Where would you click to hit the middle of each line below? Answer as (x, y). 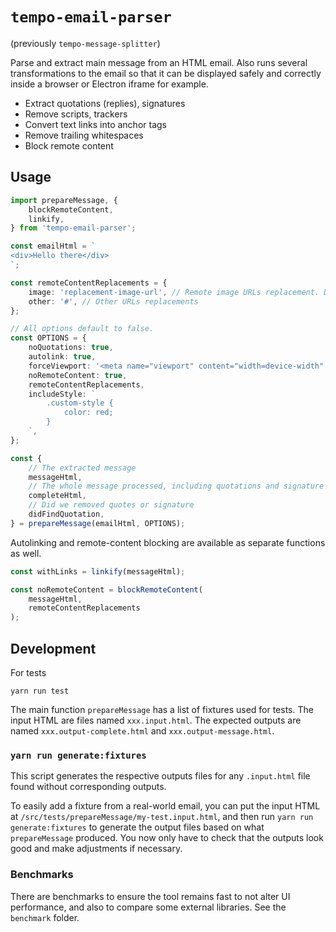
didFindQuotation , (66, 514)
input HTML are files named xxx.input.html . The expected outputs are (156, 720)
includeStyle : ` (62, 394)
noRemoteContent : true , (78, 375)
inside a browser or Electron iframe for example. (109, 84)
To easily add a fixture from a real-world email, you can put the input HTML (165, 806)
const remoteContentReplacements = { (89, 283)
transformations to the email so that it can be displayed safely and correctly (166, 73)
